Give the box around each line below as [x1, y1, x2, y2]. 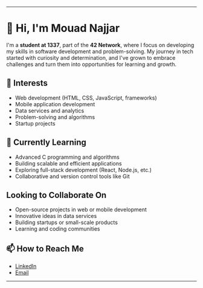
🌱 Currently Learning [6, 137, 86, 148]
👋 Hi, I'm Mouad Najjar [6, 22, 120, 35]
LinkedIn [14, 263, 37, 270]
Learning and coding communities [14, 225, 100, 232]
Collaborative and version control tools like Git [14, 173, 130, 180]
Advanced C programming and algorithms [14, 153, 120, 161]
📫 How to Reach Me [6, 243, 84, 254]
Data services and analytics [14, 107, 85, 114]
